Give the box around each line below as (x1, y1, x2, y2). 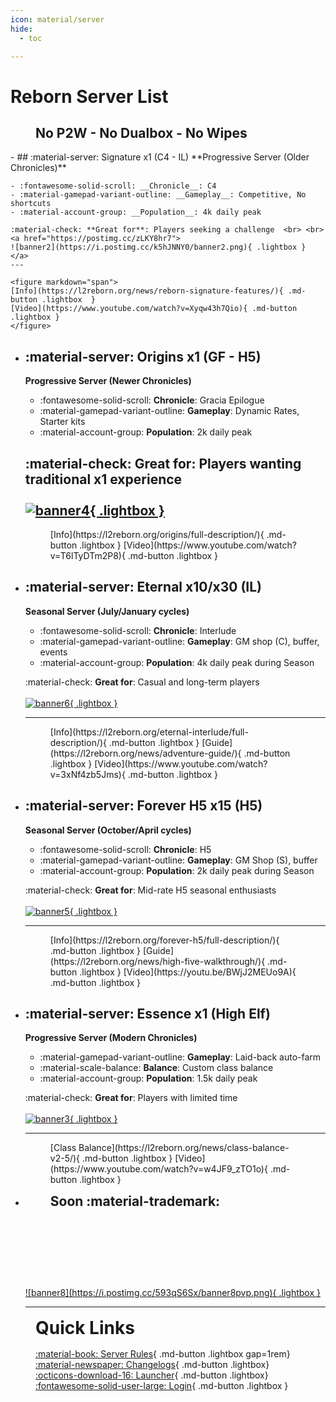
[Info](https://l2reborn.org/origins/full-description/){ (49, 529, 265, 540)
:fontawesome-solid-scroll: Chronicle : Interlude (39, 624, 237, 636)
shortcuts (10, 199, 52, 209)
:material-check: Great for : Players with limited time (24, 1092, 238, 1104)
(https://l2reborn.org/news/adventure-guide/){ (49, 747, 242, 759)
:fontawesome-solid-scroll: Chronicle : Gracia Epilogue (39, 394, 265, 406)
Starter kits (39, 416, 86, 428)
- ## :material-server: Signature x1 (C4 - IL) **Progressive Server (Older (10, 151, 310, 163)
